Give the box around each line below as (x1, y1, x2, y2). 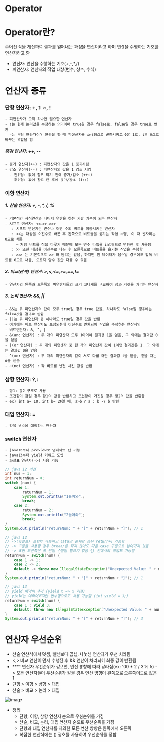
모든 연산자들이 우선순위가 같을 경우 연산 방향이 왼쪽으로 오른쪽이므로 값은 (16, 670, 157, 675)
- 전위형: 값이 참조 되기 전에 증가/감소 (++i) (9, 172, 93, 177)
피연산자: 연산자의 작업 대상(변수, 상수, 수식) (12, 67, 96, 72)
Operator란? (5, 27, 55, 38)
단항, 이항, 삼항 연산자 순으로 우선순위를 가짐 (19, 713, 104, 719)
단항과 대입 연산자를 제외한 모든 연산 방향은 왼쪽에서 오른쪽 (19, 725, 132, 731)
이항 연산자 (5, 189, 30, 196)
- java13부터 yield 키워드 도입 (5, 453, 64, 458)
